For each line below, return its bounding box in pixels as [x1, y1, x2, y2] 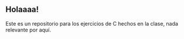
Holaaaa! [5, 5, 39, 15]
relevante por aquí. [5, 26, 51, 33]
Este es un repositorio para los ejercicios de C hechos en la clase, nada [5, 20, 179, 27]
